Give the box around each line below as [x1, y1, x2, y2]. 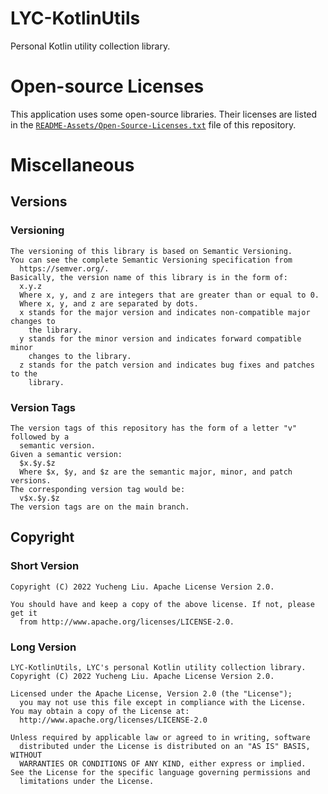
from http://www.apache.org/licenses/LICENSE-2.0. [19, 617, 235, 627]
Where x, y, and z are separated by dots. [19, 298, 199, 309]
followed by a [10, 432, 70, 442]
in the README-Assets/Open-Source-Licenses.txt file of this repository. [10, 118, 297, 131]
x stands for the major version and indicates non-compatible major [19, 307, 311, 317]
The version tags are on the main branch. [10, 502, 190, 512]
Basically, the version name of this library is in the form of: [10, 272, 288, 282]
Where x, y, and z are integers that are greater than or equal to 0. [19, 290, 320, 300]
